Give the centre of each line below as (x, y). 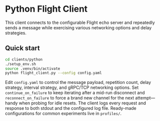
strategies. (16, 33)
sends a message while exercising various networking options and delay (79, 27)
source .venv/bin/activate (33, 69)
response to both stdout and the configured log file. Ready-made (71, 108)
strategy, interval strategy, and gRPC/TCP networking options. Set (72, 88)
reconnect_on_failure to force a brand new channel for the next (70, 98)
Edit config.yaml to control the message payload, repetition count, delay (78, 82)
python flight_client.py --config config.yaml (53, 73)
